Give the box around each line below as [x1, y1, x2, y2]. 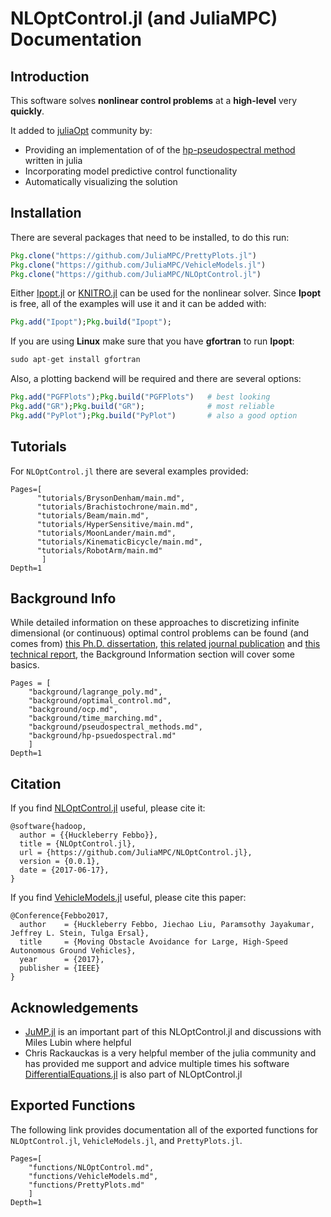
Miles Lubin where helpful [24, 1037, 132, 1049]
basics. [10, 659, 40, 671]
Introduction [10, 68, 90, 85]
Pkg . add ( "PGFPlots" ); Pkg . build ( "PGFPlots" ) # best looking [10, 392, 271, 402]
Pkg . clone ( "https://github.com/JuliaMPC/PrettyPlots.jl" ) [10, 250, 257, 261]
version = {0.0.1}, [19, 857, 101, 867]
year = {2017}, [19, 955, 105, 965]
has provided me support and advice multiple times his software [24, 1058, 290, 1070]
